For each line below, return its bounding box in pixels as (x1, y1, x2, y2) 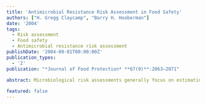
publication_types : (6, 54, 56, 61)
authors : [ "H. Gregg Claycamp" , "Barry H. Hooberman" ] (6, 15, 150, 21)
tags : (6, 26, 20, 32)
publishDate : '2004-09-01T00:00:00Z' (6, 49, 103, 55)
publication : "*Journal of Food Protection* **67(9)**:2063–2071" (6, 65, 180, 72)
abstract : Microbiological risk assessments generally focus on (6, 77, 174, 83)
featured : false (6, 88, 48, 95)
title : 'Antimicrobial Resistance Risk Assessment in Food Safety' (6, 9, 183, 15)
